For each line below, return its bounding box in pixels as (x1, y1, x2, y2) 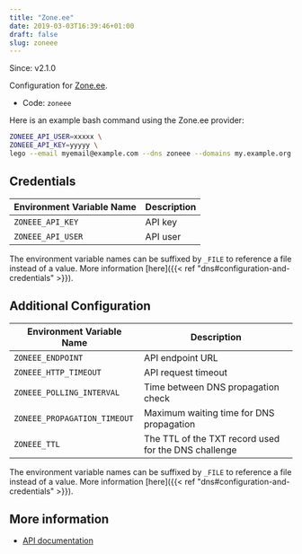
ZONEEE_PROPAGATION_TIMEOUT (13, 413, 134, 423)
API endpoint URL (143, 351, 218, 364)
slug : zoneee (9, 38, 58, 48)
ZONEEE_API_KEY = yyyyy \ (9, 141, 99, 150)
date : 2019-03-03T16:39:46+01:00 (9, 22, 135, 31)
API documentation (22, 535, 94, 546)
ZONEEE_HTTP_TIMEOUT (13, 367, 102, 377)
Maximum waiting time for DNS (143, 406, 275, 418)
